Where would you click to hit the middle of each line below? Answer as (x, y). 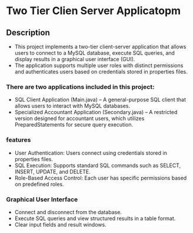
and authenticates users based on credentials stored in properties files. (101, 71)
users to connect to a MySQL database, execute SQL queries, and (95, 53)
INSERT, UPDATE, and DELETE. (52, 171)
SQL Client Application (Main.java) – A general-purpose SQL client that (100, 100)
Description (28, 33)
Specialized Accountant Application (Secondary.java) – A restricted (96, 112)
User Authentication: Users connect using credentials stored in (91, 153)
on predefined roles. (39, 184)
